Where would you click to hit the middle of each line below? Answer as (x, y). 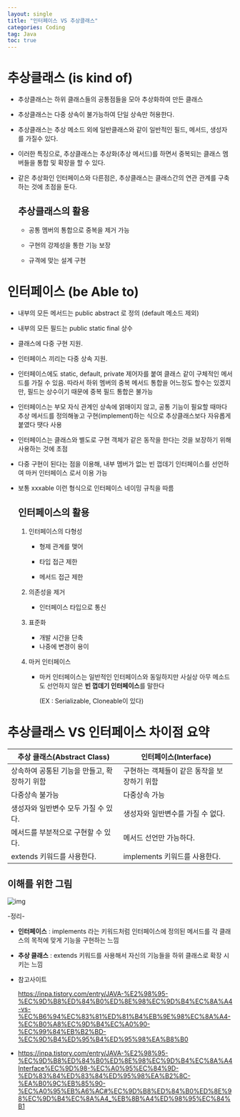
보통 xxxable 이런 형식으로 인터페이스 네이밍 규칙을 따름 (96, 488)
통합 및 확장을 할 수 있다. (71, 163)
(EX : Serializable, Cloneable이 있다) (91, 701)
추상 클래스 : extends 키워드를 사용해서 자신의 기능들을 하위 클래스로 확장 (120, 956)
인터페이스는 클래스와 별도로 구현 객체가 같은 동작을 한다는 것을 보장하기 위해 (125, 439)
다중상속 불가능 (35, 795)
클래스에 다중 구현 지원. (50, 343)
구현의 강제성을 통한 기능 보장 (69, 245)
